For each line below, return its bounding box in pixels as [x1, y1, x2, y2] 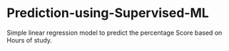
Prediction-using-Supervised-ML [6, 5, 210, 21]
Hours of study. [6, 35, 53, 44]
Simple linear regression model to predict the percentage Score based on [6, 28, 223, 37]
